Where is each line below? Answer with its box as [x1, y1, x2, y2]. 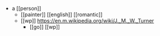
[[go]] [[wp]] [29, 23, 60, 30]
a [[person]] [11, 5, 41, 12]
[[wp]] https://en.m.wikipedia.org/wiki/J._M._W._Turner [20, 17, 154, 24]
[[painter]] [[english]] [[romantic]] [20, 11, 103, 18]
